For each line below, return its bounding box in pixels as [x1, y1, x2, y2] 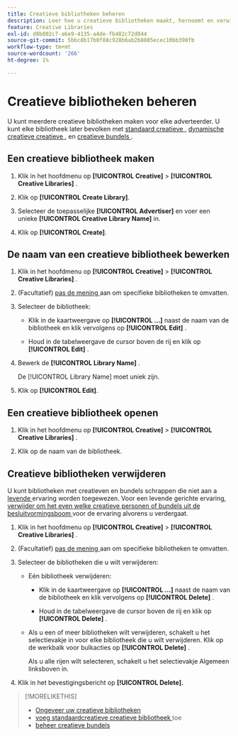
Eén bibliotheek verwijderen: [28, 571, 112, 580]
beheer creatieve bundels [35, 720, 110, 729]
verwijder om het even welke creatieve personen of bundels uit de [7, 502, 200, 510]
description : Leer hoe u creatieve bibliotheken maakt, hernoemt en [7, 17, 214, 24]
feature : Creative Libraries [7, 23, 93, 31]
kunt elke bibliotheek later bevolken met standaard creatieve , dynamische [7, 124, 225, 133]
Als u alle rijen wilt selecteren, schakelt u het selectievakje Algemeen [28, 656, 229, 665]
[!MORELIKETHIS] [24, 692, 77, 700]
